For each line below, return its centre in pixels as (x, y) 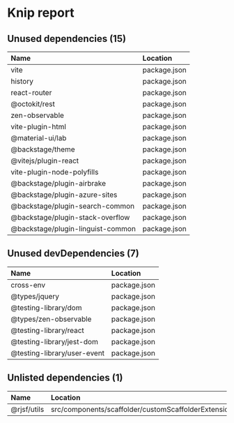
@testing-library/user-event (58, 352)
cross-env (28, 285)
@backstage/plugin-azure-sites (64, 195)
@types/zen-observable (51, 319)
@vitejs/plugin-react (45, 161)
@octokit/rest (33, 104)
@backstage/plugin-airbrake (58, 183)
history (22, 81)
